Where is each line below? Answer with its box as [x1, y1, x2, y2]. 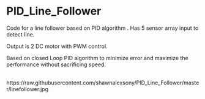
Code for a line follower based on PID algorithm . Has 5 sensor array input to [6, 24, 199, 32]
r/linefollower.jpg [6, 85, 49, 92]
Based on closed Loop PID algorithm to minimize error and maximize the [6, 54, 188, 61]
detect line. [6, 30, 35, 38]
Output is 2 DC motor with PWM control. [6, 43, 108, 50]
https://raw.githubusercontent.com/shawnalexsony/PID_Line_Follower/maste [6, 79, 199, 86]
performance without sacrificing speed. [6, 61, 106, 68]
